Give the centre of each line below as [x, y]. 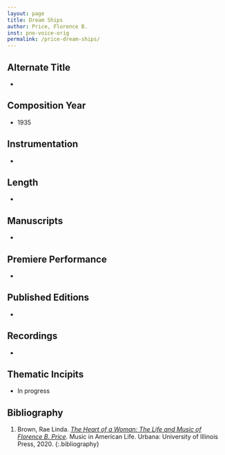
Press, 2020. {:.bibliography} [58, 444]
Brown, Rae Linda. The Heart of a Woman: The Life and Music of [109, 429]
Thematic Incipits [46, 374]
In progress [33, 391]
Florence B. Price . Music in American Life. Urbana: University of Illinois [118, 437]
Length [23, 182]
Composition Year [47, 105]
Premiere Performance [57, 259]
